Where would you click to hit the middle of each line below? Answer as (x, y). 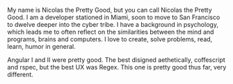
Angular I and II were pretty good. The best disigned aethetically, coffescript (116, 60)
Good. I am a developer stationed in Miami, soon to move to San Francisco (114, 17)
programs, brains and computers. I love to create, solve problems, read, (110, 39)
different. (20, 74)
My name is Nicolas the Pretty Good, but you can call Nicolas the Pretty (110, 10)
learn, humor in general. (42, 46)
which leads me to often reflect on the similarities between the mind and (111, 32)
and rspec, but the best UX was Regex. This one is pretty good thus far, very (117, 67)
